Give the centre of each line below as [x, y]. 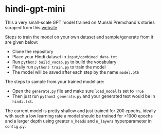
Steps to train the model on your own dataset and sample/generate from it [79, 37]
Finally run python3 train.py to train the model [59, 67]
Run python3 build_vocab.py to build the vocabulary [64, 62]
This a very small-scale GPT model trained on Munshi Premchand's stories [80, 22]
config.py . [16, 126]
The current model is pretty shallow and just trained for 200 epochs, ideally [80, 111]
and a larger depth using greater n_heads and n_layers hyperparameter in [78, 121]
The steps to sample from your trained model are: [55, 82]
